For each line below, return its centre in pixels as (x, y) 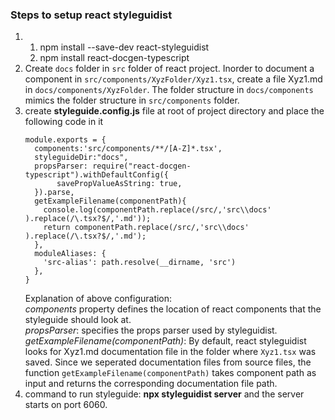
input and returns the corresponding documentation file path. (151, 384)
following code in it (64, 122)
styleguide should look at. (78, 320)
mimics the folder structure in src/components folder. (132, 100)
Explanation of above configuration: (98, 299)
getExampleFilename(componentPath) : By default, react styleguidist (165, 341)
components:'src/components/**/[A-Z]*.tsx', (128, 149)
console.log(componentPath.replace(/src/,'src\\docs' (157, 210)
